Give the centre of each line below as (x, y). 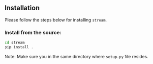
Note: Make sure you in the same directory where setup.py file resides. (76, 56)
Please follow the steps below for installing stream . (56, 20)
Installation (22, 8)
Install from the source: (33, 32)
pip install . (19, 47)
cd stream (15, 43)
